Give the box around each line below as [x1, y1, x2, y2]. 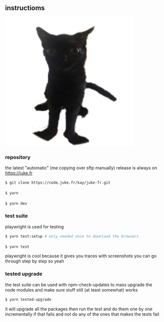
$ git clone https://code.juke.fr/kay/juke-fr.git [5, 180, 111, 186]
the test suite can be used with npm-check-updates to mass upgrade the [5, 282, 153, 288]
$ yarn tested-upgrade [5, 297, 51, 302]
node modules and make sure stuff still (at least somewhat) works [5, 287, 138, 293]
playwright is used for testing [5, 223, 64, 230]
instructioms [5, 4, 45, 12]
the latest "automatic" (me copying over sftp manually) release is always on [5, 165, 158, 171]
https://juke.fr [5, 170, 33, 176]
